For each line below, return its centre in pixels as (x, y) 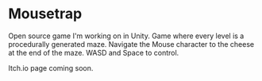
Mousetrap (45, 14)
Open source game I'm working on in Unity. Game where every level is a (126, 36)
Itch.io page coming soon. (51, 67)
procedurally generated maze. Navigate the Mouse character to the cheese (131, 44)
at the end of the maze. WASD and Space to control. (94, 52)
